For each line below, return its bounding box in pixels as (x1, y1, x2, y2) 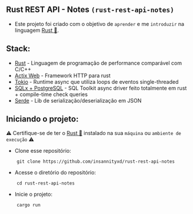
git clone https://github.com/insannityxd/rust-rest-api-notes (16, 159, 175, 164)
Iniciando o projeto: (6, 114, 79, 124)
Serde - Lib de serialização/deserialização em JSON (14, 97, 142, 104)
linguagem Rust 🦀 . (14, 27, 59, 34)
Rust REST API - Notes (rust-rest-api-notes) (6, 5, 175, 15)
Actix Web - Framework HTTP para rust (14, 72, 111, 79)
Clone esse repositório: (14, 147, 72, 154)
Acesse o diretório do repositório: (14, 169, 96, 176)
